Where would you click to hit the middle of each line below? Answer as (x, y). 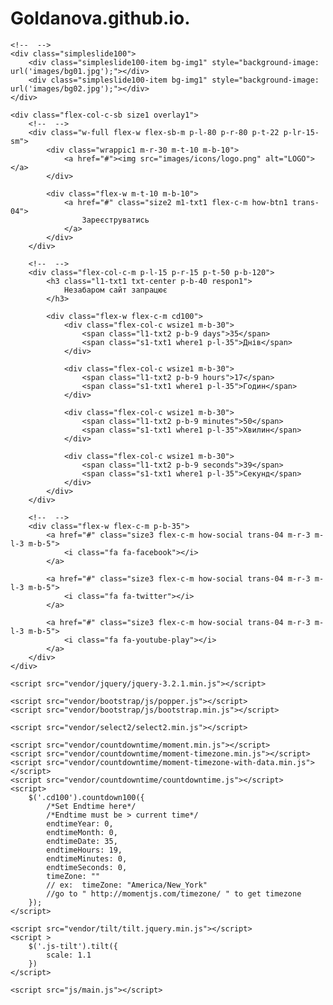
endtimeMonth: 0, (82, 832)
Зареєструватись (115, 220)
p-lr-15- (301, 132)
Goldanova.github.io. (100, 18)
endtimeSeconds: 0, (87, 867)
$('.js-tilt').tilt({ (73, 946)
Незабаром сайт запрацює (115, 290)
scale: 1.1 (69, 955)
